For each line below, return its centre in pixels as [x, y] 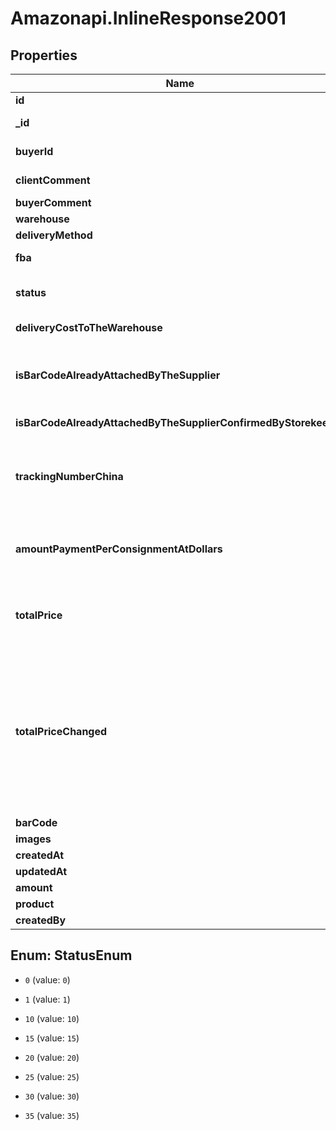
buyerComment [53, 202]
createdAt [40, 855]
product [35, 904]
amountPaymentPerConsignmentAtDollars [119, 549]
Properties [44, 55]
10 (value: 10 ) [52, 1018]
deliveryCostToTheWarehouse [89, 327]
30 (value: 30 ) [52, 1096]
